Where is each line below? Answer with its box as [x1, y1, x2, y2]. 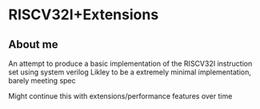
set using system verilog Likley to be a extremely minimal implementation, [8, 67, 252, 77]
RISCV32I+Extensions [8, 6, 159, 24]
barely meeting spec [8, 76, 76, 85]
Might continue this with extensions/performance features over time [8, 91, 233, 101]
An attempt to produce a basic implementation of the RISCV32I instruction [8, 59, 253, 68]
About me [8, 38, 58, 51]
